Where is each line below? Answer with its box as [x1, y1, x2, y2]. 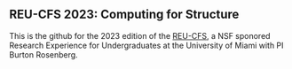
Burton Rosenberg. [9, 49, 78, 60]
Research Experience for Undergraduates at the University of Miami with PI [9, 40, 284, 50]
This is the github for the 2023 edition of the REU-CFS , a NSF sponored [9, 30, 271, 41]
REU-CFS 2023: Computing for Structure [9, 7, 240, 22]
